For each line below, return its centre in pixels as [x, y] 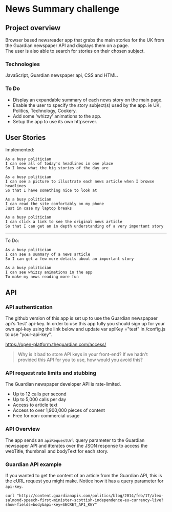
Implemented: [20, 150]
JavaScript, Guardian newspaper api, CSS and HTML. [62, 75]
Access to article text [35, 405]
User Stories [26, 137]
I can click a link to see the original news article [64, 222]
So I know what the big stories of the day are [57, 168]
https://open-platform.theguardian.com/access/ [56, 344]
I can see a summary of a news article [48, 254]
